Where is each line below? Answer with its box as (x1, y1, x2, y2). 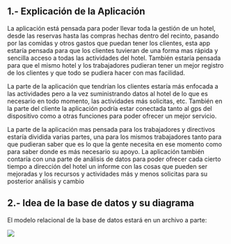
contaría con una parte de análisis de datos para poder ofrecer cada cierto (7, 155, 221, 163)
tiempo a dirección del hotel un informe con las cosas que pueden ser (7, 162, 207, 170)
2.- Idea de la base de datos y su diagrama (7, 197, 195, 209)
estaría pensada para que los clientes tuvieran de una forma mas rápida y (7, 46, 218, 54)
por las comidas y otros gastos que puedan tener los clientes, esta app (7, 38, 211, 47)
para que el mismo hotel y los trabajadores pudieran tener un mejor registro (7, 61, 224, 69)
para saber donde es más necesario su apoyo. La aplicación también (7, 147, 205, 155)
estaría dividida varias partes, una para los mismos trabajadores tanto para (7, 132, 222, 141)
